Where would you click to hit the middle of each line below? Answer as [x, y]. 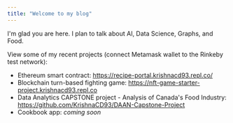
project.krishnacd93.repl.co [57, 90]
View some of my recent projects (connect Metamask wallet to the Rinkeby [115, 54]
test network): [27, 61]
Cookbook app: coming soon [59, 112]
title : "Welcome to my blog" [50, 14]
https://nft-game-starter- [164, 82]
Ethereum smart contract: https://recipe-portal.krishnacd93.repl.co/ [115, 75]
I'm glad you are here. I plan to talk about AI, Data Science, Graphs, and [110, 33]
